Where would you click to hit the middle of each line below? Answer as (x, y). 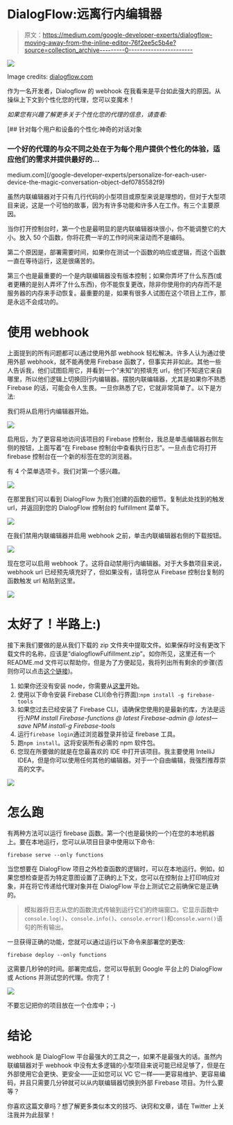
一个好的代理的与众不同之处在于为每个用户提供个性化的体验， (110, 149)
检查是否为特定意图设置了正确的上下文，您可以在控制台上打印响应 (119, 877)
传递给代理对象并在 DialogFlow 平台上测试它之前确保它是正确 (131, 887)
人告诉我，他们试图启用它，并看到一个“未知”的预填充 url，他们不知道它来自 (115, 371)
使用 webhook (48, 333)
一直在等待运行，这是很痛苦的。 (53, 261)
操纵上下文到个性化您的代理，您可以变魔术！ (71, 99)
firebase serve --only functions (55, 855)
